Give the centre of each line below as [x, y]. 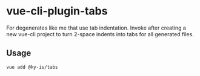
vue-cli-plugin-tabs [57, 11]
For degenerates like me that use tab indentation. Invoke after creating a [96, 28]
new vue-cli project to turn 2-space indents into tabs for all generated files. [100, 34]
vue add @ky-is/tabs [32, 67]
